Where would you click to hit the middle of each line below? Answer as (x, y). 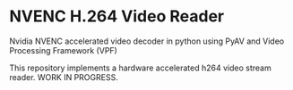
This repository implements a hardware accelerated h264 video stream (140, 68)
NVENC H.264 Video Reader (117, 16)
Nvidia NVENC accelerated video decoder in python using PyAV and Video (147, 41)
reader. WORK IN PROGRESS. (64, 77)
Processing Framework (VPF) (64, 50)
